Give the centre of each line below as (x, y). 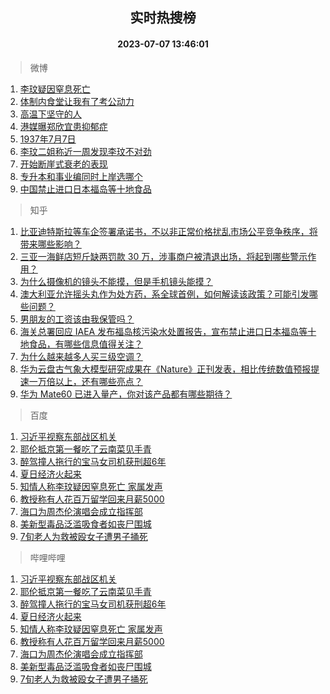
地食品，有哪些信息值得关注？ (81, 344)
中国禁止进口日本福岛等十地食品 (85, 189)
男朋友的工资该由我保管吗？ (77, 319)
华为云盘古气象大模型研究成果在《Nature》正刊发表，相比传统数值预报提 (169, 369)
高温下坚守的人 (50, 114)
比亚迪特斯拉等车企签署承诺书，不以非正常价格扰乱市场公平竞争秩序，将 (168, 231)
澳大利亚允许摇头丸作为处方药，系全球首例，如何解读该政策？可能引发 (164, 294)
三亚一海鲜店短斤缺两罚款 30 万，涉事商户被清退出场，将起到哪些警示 (163, 256)
